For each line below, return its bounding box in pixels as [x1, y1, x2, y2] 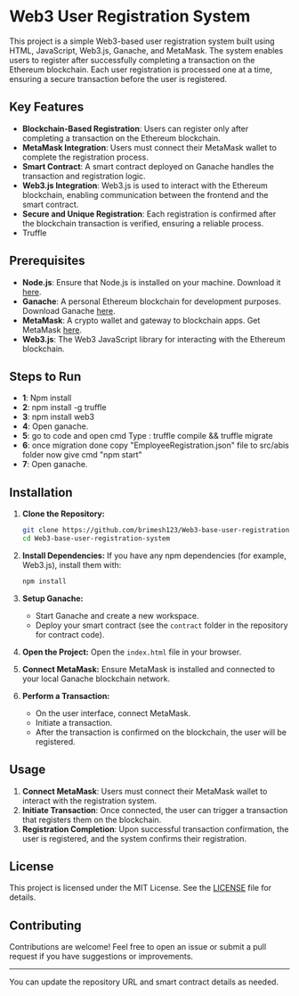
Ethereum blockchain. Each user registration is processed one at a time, [9, 64, 273, 75]
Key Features [9, 100, 85, 115]
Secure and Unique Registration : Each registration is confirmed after [21, 208, 277, 219]
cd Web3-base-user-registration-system [21, 534, 171, 543]
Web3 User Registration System [9, 6, 251, 27]
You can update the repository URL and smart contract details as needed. [9, 976, 279, 987]
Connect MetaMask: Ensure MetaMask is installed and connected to [21, 663, 276, 674]
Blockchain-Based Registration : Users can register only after [21, 123, 249, 134]
